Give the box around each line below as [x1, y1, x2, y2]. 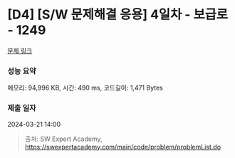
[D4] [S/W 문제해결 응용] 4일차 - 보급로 [7, 6, 229, 23]
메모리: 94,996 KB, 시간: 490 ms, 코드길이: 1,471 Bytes [7, 83, 164, 93]
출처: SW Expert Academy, [24, 135, 103, 143]
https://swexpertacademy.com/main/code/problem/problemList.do [24, 142, 221, 151]
